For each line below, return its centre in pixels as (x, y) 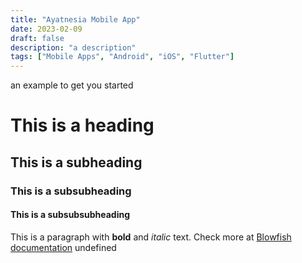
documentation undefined (63, 247)
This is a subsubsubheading (70, 215)
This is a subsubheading (71, 191)
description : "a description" (73, 47)
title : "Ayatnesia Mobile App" (75, 19)
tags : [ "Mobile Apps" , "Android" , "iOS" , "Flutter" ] (122, 57)
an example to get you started (72, 85)
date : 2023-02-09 (46, 29)
